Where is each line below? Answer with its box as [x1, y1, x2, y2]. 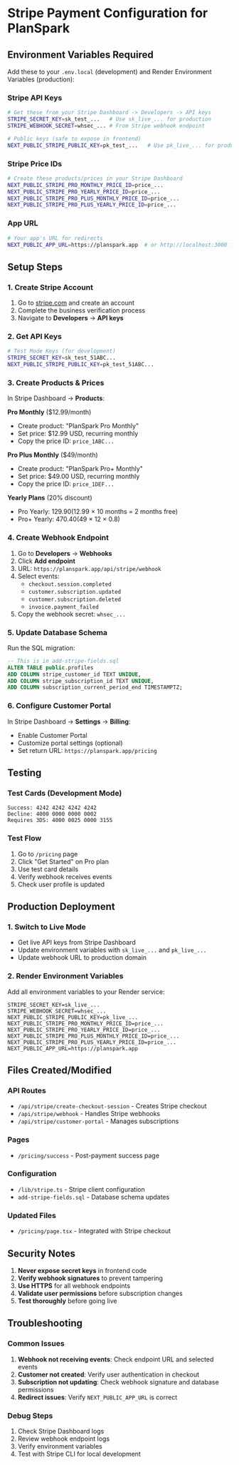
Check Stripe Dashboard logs [17, 1426, 105, 1435]
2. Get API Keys [7, 332, 62, 341]
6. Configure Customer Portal [7, 701, 112, 711]
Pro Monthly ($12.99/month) [7, 408, 92, 417]
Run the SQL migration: [7, 644, 76, 652]
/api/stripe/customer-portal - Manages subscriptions [17, 1117, 179, 1125]
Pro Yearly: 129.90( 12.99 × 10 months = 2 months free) [17, 507, 179, 516]
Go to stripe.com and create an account [17, 298, 135, 308]
